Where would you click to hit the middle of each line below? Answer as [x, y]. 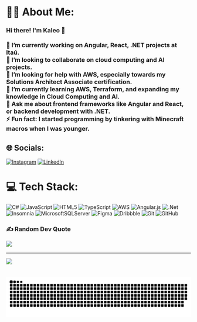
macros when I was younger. [48, 129]
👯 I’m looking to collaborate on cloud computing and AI [86, 60]
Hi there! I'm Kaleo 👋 [36, 31]
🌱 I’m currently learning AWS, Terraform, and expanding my [93, 89]
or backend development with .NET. [58, 111]
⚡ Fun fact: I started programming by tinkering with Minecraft [95, 119]
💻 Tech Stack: [42, 187]
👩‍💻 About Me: [40, 12]
